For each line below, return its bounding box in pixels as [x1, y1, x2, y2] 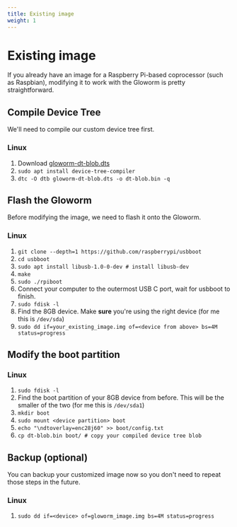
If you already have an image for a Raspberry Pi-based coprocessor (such [7, 71, 224, 79]
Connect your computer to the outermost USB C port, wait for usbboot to [17, 284, 231, 293]
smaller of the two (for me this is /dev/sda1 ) [17, 401, 145, 410]
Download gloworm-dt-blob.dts [17, 158, 110, 167]
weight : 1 [7, 17, 37, 24]
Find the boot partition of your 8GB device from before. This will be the [17, 393, 224, 402]
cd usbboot [17, 255, 50, 262]
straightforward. [7, 86, 54, 94]
